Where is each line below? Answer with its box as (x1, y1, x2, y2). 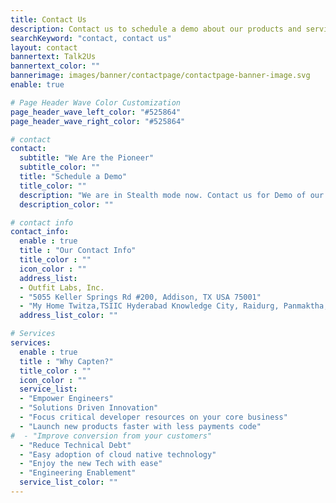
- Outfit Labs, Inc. (19, 282, 105, 293)
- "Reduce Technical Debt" (19, 440, 132, 450)
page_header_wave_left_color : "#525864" (10, 107, 182, 117)
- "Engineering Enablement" (19, 468, 137, 478)
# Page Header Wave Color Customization (10, 97, 182, 108)
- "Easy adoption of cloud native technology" (19, 449, 217, 460)
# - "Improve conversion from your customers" (10, 431, 213, 441)
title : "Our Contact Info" (19, 246, 137, 256)
